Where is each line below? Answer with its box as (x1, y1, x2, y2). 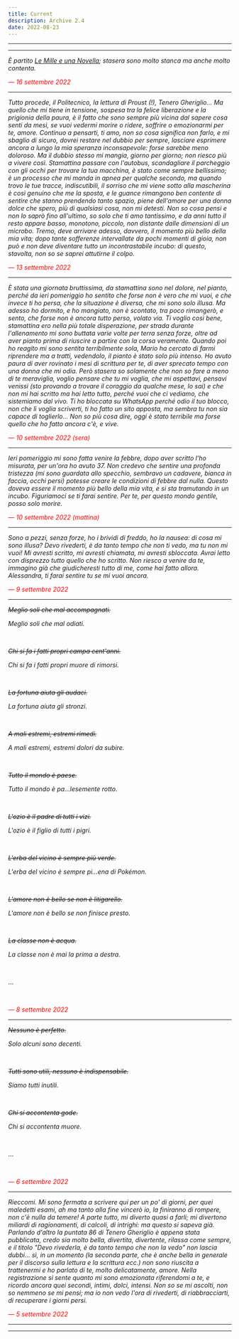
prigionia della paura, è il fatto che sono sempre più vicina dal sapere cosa (8, 113, 228, 122)
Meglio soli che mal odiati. (8, 620, 85, 628)
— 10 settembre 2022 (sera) (8, 433, 91, 442)
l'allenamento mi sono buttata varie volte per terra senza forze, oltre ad (8, 329, 218, 338)
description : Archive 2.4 (8, 17, 84, 24)
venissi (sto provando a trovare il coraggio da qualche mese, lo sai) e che (8, 382, 224, 391)
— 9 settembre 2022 (8, 585, 69, 594)
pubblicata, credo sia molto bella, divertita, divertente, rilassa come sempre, (8, 1236, 232, 1244)
